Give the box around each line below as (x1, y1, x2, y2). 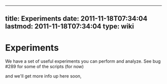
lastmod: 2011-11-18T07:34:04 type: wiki (5, 22, 134, 31)
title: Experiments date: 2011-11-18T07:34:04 (5, 14, 148, 23)
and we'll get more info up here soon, (5, 73, 82, 79)
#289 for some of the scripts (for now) (5, 64, 84, 70)
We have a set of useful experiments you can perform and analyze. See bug (5, 58, 161, 64)
